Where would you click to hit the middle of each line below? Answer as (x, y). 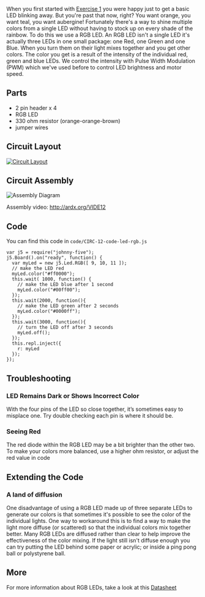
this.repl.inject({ (37, 344)
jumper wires (32, 127)
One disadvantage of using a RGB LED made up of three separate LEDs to (99, 508)
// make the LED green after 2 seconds (68, 306)
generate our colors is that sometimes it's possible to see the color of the (99, 514)
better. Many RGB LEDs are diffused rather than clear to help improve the (99, 534)
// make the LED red (38, 269)
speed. (15, 74)
